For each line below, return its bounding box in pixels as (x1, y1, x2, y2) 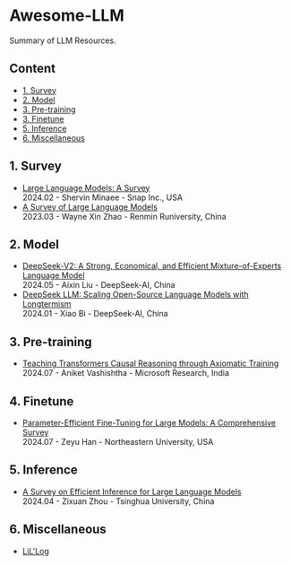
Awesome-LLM (9, 5, 125, 26)
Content (9, 61, 56, 76)
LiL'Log (21, 545, 49, 556)
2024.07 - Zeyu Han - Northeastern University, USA (21, 437, 214, 447)
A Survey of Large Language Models (21, 201, 158, 212)
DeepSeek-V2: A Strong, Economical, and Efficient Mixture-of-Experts (21, 261, 282, 272)
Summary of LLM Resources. (9, 35, 116, 46)
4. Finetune (9, 394, 74, 409)
